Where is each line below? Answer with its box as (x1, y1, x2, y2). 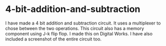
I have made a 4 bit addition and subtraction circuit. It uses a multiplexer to (5, 20, 161, 26)
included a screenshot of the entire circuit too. (5, 36, 102, 42)
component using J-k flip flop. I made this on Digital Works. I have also (5, 30, 153, 36)
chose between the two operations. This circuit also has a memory (5, 25, 144, 31)
